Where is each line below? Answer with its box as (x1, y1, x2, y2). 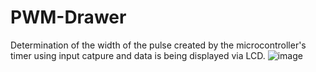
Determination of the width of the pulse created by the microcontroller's (10, 39, 307, 51)
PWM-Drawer (10, 6, 127, 29)
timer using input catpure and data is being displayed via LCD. (10, 49, 266, 61)
